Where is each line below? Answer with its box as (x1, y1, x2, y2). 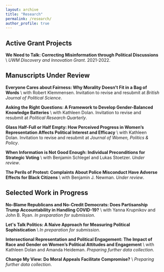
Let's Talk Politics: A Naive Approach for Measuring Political (5, 222, 130, 227)
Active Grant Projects (5, 39, 72, 47)
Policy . (5, 140, 19, 146)
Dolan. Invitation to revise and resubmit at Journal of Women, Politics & (5, 134, 149, 140)
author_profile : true (5, 21, 50, 26)
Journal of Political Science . (5, 95, 62, 100)
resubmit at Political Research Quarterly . (5, 115, 87, 121)
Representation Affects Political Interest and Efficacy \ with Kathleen (5, 129, 147, 135)
